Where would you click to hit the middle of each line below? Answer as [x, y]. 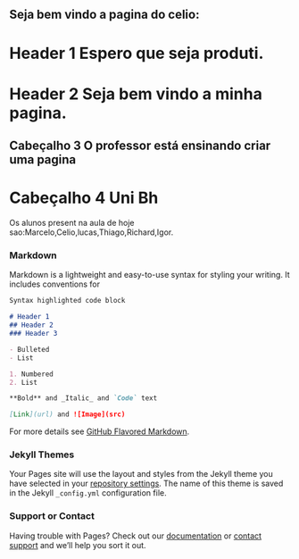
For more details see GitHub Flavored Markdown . [100, 431]
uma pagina [43, 160]
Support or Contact [52, 516]
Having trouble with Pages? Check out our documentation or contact [135, 536]
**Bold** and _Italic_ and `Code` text [83, 398]
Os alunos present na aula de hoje [72, 223]
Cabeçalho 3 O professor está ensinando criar [140, 146]
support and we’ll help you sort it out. [78, 545]
